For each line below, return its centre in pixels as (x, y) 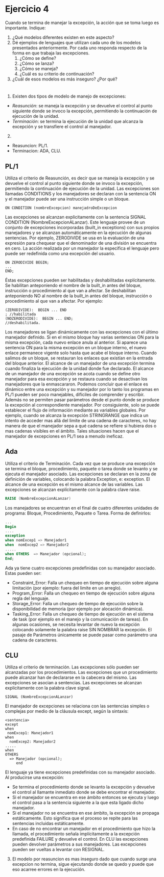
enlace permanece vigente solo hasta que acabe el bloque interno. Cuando (81, 353)
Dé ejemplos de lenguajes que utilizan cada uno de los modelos (76, 42)
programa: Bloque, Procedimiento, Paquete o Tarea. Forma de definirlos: (78, 513)
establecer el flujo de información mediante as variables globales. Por (75, 410)
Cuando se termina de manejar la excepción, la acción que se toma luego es (82, 23)
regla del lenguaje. (31, 598)
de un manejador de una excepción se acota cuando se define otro (73, 373)
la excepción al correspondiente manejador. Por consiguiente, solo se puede (82, 405)
